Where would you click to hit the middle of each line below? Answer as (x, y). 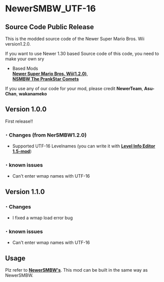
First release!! (19, 121)
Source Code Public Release (50, 27)
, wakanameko (31, 94)
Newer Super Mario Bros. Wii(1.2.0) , (50, 74)
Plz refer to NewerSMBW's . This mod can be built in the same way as (76, 270)
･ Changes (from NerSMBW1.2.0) (46, 135)
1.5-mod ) (22, 151)
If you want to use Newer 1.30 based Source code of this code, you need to (82, 53)
